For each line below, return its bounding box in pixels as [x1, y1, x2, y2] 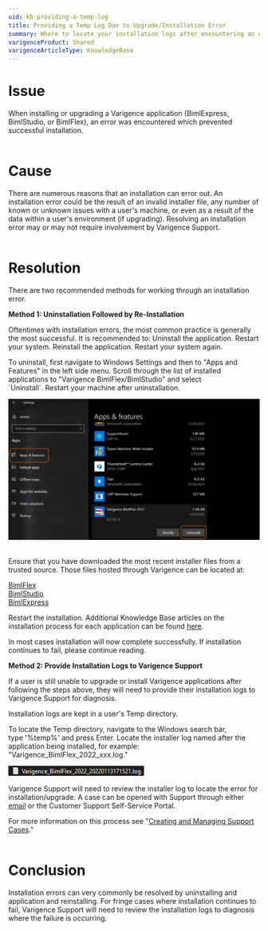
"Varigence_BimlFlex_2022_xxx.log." [8, 749, 128, 759]
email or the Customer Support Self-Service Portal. [8, 801, 176, 810]
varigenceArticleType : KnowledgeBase [8, 46, 134, 55]
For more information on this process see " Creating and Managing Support [8, 816, 254, 825]
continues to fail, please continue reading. [8, 645, 146, 655]
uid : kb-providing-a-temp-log [8, 13, 109, 21]
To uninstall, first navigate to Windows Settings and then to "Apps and [8, 357, 238, 367]
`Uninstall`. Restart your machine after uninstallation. [8, 382, 181, 392]
